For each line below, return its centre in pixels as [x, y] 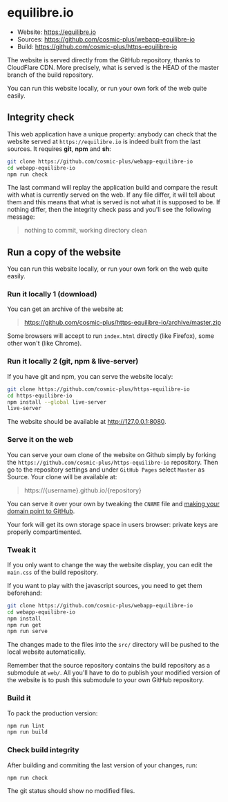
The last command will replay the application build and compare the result [112, 188]
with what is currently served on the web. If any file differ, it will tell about [111, 195]
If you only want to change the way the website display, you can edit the [110, 564]
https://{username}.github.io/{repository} [83, 490]
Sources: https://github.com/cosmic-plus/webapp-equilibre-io [106, 39]
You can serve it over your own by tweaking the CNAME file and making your [113, 504]
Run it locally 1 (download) [52, 294]
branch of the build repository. [50, 75]
